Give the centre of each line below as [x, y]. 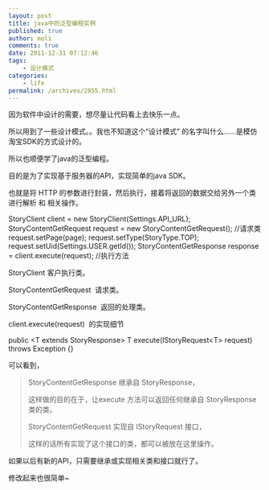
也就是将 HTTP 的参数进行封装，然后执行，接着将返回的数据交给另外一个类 [132, 193]
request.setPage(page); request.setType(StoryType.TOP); [104, 237]
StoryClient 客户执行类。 [49, 273]
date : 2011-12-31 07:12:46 [53, 53]
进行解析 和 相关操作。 [45, 203]
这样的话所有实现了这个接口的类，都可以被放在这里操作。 [123, 444]
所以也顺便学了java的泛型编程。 [61, 159]
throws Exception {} [41, 349]
